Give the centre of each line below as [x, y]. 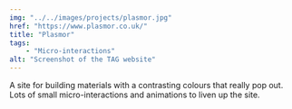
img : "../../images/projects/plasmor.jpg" [91, 18]
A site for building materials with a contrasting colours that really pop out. [146, 85]
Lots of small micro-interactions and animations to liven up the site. [135, 95]
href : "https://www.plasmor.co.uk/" [78, 26]
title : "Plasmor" [42, 34]
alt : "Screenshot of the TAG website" [83, 59]
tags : [19, 43]
